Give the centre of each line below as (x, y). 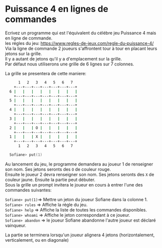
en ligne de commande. (29, 38)
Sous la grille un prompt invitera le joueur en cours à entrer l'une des (74, 185)
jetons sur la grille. (24, 53)
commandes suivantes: (29, 190)
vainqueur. (16, 225)
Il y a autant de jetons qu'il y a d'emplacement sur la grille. (63, 59)
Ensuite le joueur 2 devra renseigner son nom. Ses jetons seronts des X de (80, 174)
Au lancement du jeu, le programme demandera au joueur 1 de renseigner (79, 164)
